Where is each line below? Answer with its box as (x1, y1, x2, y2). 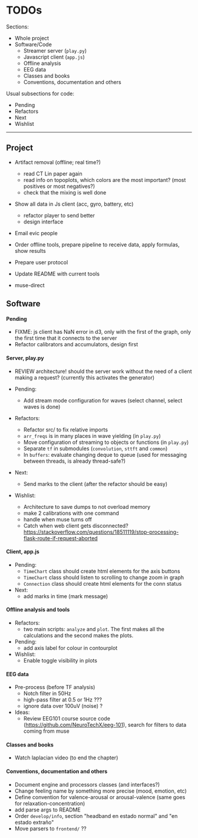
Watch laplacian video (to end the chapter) (14, 754, 118, 761)
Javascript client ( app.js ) (23, 53, 85, 60)
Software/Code (14, 41, 52, 48)
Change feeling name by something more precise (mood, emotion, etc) (14, 787, 187, 794)
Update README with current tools (14, 270, 100, 277)
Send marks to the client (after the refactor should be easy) (23, 480, 168, 488)
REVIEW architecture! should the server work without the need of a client (14, 368, 192, 375)
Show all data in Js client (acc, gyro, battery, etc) (14, 200, 134, 207)
